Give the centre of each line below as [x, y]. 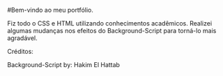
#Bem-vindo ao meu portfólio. [51, 10]
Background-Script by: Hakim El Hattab [64, 65]
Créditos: [20, 51]
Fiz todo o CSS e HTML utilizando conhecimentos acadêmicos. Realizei [110, 23]
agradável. [22, 38]
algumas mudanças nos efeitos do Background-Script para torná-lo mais [112, 31]
